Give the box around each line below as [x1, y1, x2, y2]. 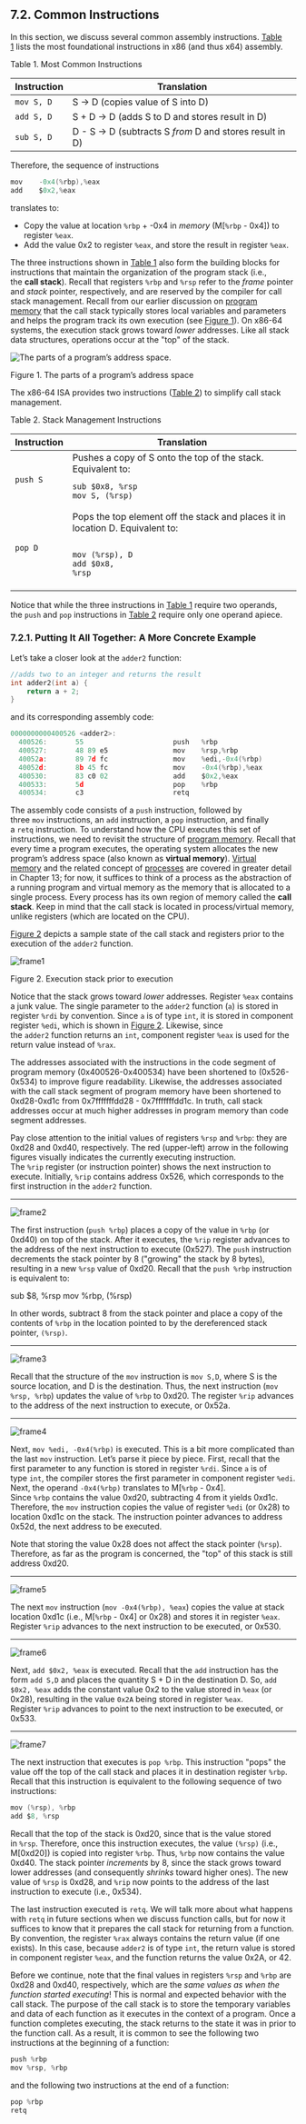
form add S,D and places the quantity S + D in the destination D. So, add [10, 1674, 278, 1685]
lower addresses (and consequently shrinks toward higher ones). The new [10, 1867, 289, 1878]
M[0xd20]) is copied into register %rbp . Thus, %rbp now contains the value [10, 1848, 285, 1859]
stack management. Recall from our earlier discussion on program [10, 295, 258, 306]
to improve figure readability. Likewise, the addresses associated [39, 1076, 282, 1087]
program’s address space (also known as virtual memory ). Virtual [10, 853, 257, 864]
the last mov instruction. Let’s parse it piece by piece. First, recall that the [10, 1453, 281, 1464]
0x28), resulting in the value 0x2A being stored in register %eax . [10, 1694, 244, 1705]
